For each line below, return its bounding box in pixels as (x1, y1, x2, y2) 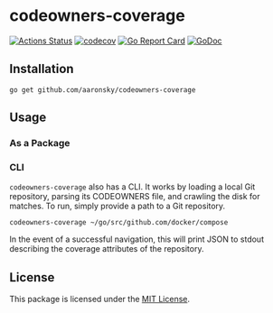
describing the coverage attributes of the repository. (9, 244, 204, 254)
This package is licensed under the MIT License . (9, 294, 190, 305)
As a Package (9, 137, 71, 150)
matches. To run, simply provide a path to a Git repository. (9, 200, 226, 212)
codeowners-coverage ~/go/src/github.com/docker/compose (9, 218, 229, 227)
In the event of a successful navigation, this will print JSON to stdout (9, 234, 265, 244)
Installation (9, 61, 74, 77)
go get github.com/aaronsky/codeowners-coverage (9, 85, 196, 95)
